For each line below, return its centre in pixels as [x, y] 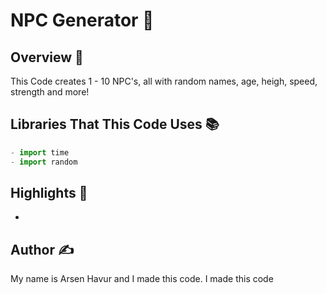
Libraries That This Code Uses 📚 [115, 124]
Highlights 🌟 [49, 192]
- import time [40, 152]
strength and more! [50, 92]
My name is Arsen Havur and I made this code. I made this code [142, 279]
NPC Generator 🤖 [82, 20]
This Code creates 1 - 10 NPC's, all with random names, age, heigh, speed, [164, 81]
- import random [44, 162]
